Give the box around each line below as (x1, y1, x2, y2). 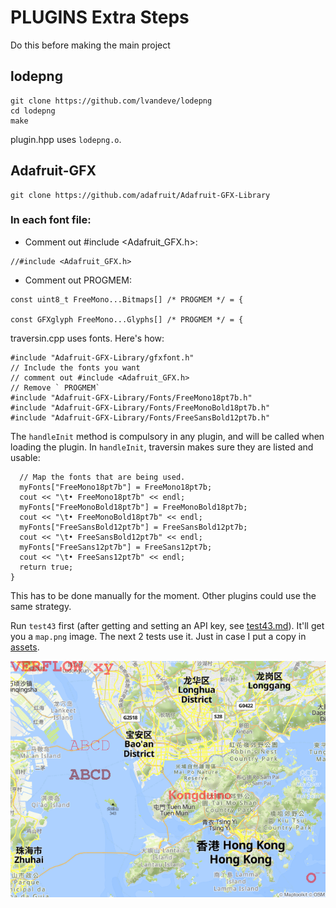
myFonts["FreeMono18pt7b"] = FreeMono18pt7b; (19, 482, 213, 492)
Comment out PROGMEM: (24, 274, 132, 286)
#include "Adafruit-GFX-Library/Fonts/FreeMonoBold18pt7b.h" (10, 402, 271, 413)
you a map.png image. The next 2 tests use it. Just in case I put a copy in (10, 630, 307, 642)
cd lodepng (10, 106, 56, 116)
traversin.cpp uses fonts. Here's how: (10, 332, 165, 344)
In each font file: (10, 213, 92, 227)
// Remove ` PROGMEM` (10, 382, 101, 393)
